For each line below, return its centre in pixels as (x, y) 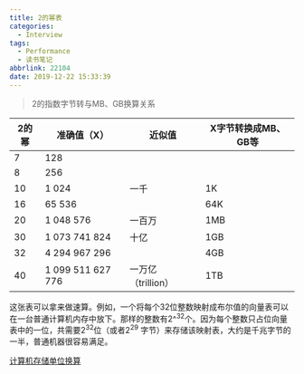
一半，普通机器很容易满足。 (61, 341)
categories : (32, 26)
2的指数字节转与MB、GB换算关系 (93, 103)
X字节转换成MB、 (247, 128)
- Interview (40, 34)
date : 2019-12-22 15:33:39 (60, 77)
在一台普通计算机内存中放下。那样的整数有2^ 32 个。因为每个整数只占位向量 (148, 318)
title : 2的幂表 (36, 18)
